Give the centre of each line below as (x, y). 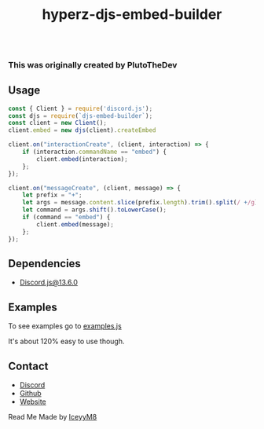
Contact (28, 366)
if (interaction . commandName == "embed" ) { (95, 152)
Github (30, 393)
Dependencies (44, 264)
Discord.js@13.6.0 (49, 282)
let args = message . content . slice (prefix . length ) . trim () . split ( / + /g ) (140, 203)
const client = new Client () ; (58, 123)
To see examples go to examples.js (65, 326)
